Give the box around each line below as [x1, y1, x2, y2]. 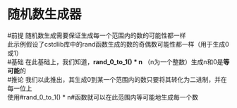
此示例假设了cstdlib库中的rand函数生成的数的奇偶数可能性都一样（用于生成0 [7, 40, 229, 48]
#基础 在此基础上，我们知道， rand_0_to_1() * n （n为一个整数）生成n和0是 [7, 57, 224, 66]
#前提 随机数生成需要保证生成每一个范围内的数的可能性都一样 [7, 31, 186, 40]
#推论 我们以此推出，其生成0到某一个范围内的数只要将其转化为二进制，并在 [7, 75, 227, 83]
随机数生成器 [7, 6, 83, 23]
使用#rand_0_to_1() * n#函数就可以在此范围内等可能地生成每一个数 [7, 92, 199, 101]
